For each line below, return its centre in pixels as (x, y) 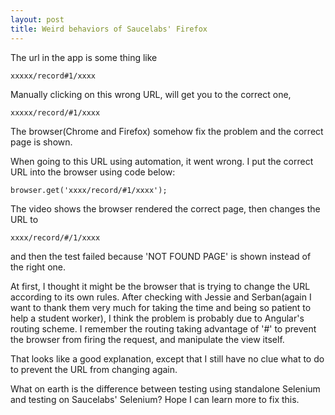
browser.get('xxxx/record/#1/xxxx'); (89, 190)
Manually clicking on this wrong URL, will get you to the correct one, (151, 94)
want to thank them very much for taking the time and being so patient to (161, 307)
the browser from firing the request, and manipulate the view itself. (147, 339)
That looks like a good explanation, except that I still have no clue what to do (167, 358)
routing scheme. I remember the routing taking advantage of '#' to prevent (163, 328)
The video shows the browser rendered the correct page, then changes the (165, 208)
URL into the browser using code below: (93, 172)
